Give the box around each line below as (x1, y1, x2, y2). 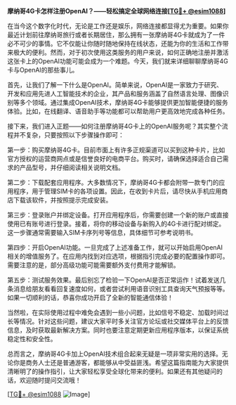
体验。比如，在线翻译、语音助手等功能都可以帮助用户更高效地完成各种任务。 (7, 107, 229, 115)
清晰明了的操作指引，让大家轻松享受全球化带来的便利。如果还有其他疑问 (7, 367, 216, 375)
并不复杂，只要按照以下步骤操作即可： (13, 131, 124, 139)
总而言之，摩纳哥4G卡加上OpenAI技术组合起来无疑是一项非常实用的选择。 (7, 349, 223, 358)
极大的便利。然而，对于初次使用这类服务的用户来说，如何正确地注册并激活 (13, 49, 229, 56)
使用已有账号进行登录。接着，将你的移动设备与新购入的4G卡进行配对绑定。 (7, 219, 225, 228)
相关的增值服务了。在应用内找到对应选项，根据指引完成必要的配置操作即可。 (7, 252, 229, 260)
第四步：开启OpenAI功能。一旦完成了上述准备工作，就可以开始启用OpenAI (7, 243, 223, 252)
